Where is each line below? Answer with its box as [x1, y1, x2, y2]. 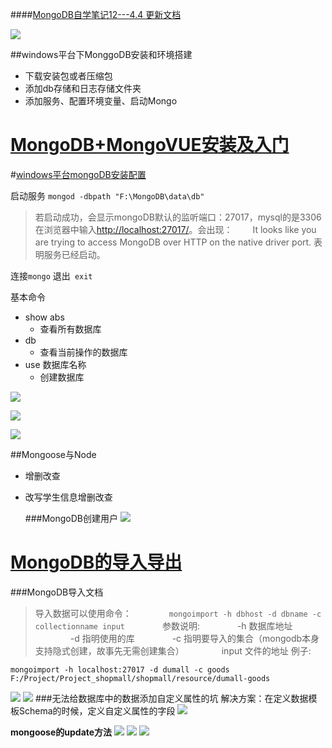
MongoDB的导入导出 [10, 551, 183, 574]
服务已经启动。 [43, 248, 106, 260]
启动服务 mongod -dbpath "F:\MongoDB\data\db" [10, 189, 205, 202]
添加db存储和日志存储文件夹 [24, 83, 142, 94]
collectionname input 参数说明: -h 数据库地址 [34, 619, 293, 632]
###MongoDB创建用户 [24, 512, 118, 524]
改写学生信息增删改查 [24, 491, 113, 503]
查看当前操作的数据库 [39, 346, 128, 358]
